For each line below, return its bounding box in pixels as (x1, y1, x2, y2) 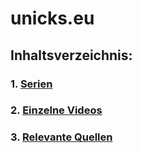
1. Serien (10, 77, 53, 91)
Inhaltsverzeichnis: (10, 47, 133, 64)
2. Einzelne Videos (10, 103, 103, 117)
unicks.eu (10, 7, 95, 30)
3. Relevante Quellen (10, 130, 113, 144)
